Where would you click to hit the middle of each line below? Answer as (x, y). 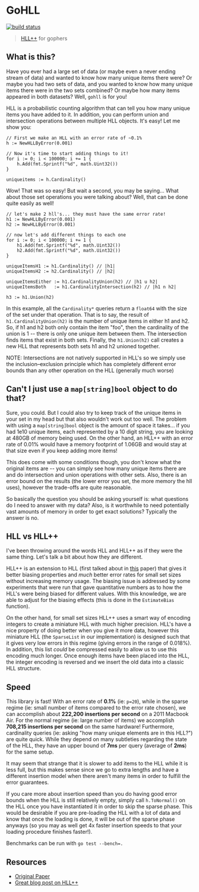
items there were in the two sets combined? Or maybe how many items (93, 90)
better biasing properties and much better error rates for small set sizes (94, 575)
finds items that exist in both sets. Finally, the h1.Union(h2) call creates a (95, 340)
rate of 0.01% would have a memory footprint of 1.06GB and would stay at (97, 444)
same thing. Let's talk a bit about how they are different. (75, 557)
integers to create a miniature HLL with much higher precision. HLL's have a (99, 624)
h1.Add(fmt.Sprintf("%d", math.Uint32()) (69, 245)
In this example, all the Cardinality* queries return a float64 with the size (97, 308)
